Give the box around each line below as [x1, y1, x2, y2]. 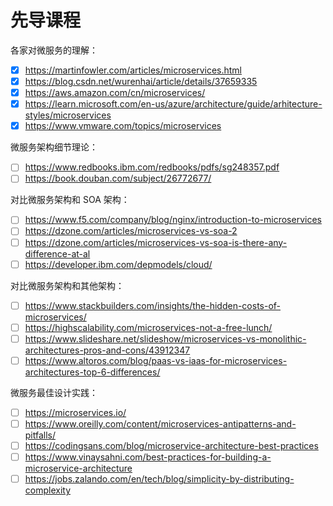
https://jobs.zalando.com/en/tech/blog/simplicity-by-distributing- [24, 473, 295, 485]
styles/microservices [24, 109, 112, 121]
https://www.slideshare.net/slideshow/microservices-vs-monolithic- [24, 332, 307, 345]
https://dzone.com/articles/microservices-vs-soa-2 [24, 225, 238, 237]
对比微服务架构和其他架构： [10, 279, 125, 291]
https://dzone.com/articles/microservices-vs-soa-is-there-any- [24, 236, 288, 248]
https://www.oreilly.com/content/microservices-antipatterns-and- [24, 417, 297, 430]
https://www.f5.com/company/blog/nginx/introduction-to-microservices [24, 214, 322, 226]
